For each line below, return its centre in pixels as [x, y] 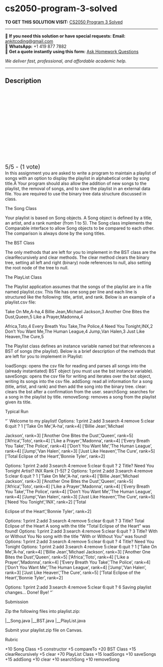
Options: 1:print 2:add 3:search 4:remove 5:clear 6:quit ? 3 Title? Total [75, 521]
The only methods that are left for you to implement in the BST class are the [81, 252]
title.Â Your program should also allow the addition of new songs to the [76, 183]
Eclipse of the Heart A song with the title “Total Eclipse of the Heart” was [78, 526]
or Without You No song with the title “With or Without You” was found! [76, 536]
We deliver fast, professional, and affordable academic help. [66, 61]
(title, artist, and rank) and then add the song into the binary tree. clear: [76, 386]
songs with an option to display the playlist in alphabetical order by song [77, 178]
